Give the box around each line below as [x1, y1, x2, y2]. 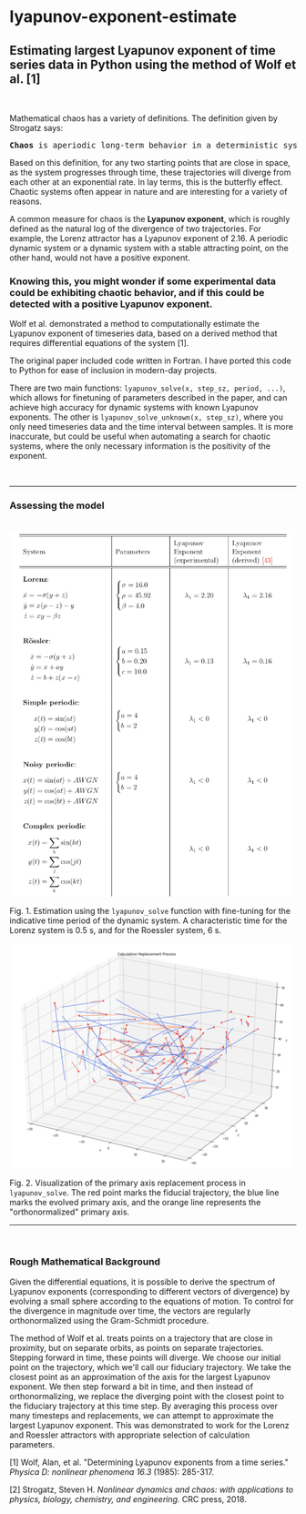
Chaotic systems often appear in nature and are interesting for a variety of [9, 187, 288, 197]
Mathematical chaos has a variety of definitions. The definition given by [9, 113, 278, 124]
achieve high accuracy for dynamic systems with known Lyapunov [9, 402, 259, 413]
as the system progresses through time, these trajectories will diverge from [9, 167, 291, 178]
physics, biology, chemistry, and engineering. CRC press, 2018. [9, 1493, 248, 1504]
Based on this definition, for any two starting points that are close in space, [9, 157, 291, 168]
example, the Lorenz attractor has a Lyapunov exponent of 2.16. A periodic [9, 233, 289, 243]
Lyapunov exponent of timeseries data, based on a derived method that [9, 328, 278, 339]
